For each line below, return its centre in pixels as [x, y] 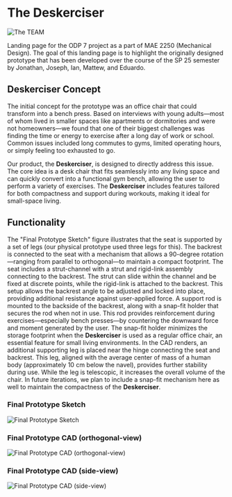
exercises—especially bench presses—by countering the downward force [113, 320]
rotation [212, 254]
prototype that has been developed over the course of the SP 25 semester [114, 60]
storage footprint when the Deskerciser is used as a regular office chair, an [115, 335]
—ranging [22, 261]
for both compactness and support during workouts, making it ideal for [109, 193]
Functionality [36, 222]
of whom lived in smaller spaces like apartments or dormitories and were [111, 121]
